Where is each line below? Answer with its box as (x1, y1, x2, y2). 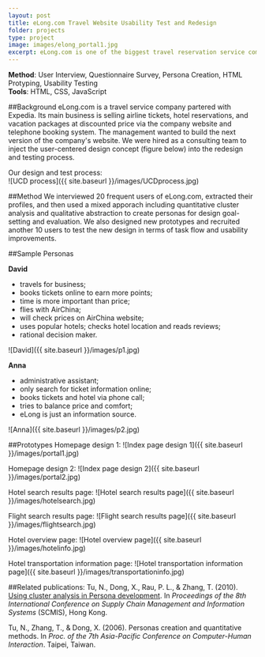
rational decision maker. (19, 330, 98, 339)
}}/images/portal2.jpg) (8, 472, 81, 481)
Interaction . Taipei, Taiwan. (8, 640, 96, 649)
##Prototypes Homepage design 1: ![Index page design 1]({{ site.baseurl (8, 440, 243, 449)
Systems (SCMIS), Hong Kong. (8, 608, 108, 617)
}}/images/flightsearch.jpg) (8, 519, 96, 529)
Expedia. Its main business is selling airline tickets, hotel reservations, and (8, 111, 248, 119)
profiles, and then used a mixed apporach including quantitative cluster (8, 200, 240, 210)
